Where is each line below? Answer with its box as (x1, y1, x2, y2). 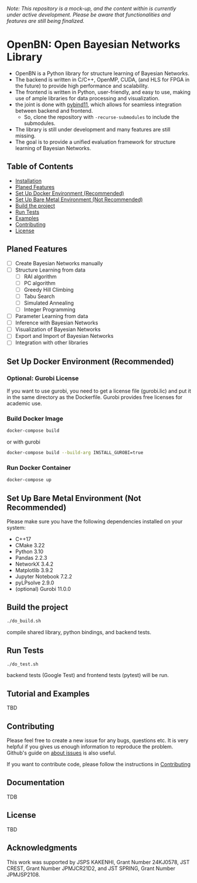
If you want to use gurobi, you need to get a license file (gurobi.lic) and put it (6, 387, 191, 395)
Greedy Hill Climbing (23, 286, 74, 293)
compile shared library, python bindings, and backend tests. (6, 628, 152, 635)
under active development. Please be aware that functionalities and (6, 11, 171, 18)
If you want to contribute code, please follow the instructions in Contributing (6, 761, 191, 768)
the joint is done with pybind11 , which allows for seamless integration (15, 101, 182, 108)
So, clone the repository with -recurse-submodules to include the (23, 113, 179, 120)
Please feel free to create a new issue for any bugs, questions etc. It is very (6, 737, 189, 744)
